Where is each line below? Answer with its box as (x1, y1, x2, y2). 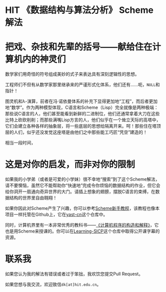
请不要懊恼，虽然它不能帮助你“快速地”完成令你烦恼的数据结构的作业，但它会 (5, 183, 161, 189)
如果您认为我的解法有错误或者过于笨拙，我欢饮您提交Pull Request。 (5, 271, 143, 277)
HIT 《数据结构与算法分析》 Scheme (5, 4, 154, 16)
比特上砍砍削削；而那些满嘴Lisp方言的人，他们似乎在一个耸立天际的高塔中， (5, 117, 161, 123)
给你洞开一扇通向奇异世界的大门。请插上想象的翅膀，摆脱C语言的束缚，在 (5, 189, 156, 195)
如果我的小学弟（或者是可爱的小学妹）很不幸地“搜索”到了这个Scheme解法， (5, 176, 160, 182)
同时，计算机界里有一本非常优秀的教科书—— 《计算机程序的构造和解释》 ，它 (5, 222, 159, 228)
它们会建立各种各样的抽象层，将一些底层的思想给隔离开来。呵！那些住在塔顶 (5, 123, 161, 129)
